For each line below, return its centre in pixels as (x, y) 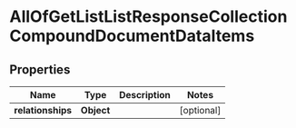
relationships (43, 110)
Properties (40, 69)
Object (95, 110)
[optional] (200, 110)
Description (145, 95)
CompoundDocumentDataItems (132, 36)
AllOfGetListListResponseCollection (148, 17)
